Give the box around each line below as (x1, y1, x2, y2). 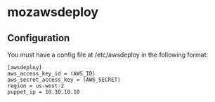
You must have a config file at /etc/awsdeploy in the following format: (7, 50, 209, 59)
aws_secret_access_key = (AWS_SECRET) (7, 76, 121, 83)
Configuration (7, 32, 70, 44)
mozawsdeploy (7, 4, 99, 20)
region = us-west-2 (7, 82, 65, 89)
